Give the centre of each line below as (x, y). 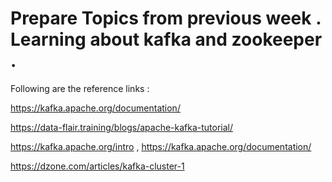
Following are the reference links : (80, 88)
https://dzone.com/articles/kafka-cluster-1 (97, 166)
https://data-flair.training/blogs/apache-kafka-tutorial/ (122, 127)
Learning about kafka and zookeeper (166, 39)
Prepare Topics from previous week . (166, 18)
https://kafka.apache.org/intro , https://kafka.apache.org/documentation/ (161, 146)
